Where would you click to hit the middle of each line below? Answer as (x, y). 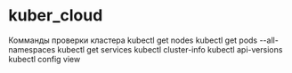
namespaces (32, 49)
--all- (269, 40)
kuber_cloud (56, 16)
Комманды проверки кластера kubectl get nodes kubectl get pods (133, 40)
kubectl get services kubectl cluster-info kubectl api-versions (170, 49)
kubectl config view (45, 59)
